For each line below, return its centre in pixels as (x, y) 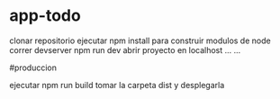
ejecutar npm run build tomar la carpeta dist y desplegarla (117, 85)
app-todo (45, 16)
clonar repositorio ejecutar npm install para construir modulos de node (140, 40)
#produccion (33, 67)
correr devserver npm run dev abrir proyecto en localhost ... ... (125, 49)
